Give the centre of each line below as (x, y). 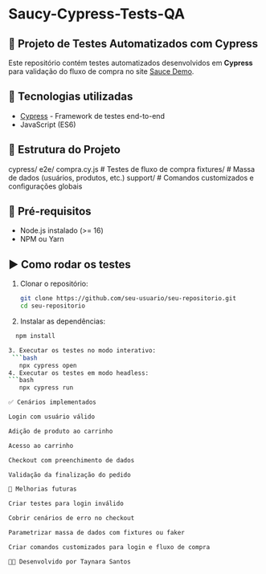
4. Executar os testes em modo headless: (79, 373)
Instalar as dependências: (63, 321)
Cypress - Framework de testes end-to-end (92, 116)
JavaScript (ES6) (48, 124)
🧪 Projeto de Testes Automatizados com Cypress (133, 44)
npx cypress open (48, 365)
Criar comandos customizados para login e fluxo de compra (109, 547)
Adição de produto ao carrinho (61, 431)
